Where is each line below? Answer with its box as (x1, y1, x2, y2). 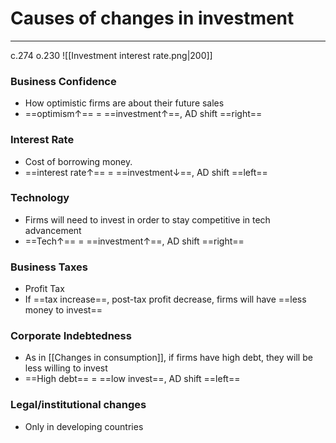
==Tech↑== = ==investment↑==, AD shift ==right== (24, 235, 245, 247)
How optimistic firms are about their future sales (24, 97, 225, 109)
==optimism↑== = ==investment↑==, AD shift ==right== (24, 108, 263, 120)
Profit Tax (24, 283, 65, 295)
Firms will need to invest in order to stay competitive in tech (24, 213, 271, 226)
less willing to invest (24, 362, 108, 374)
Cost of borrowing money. (24, 155, 133, 167)
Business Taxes (10, 260, 89, 274)
